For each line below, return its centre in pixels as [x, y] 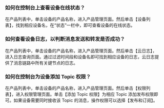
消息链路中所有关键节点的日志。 [46, 63]
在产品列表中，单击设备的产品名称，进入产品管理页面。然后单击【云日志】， [81, 51]
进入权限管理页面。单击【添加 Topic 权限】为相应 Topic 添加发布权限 [85, 94]
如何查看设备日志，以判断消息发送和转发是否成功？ [65, 39]
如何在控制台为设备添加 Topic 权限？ [48, 76]
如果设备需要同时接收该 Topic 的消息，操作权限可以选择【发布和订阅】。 [85, 100]
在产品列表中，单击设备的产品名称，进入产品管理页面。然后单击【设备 [76, 19]
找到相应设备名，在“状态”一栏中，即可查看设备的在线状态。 [75, 25]
